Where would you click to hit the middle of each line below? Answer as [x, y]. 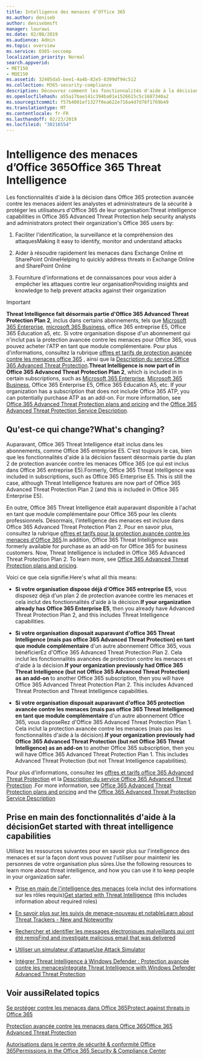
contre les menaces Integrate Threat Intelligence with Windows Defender [105, 967]
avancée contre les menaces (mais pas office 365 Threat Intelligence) [105, 709]
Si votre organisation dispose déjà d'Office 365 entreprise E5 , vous [101, 589]
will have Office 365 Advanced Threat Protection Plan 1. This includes [101, 754]
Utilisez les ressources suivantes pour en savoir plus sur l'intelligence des [98, 851]
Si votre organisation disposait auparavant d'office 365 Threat [95, 633]
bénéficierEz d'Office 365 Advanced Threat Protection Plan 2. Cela [98, 652]
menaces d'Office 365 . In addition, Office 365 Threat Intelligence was [92, 540]
